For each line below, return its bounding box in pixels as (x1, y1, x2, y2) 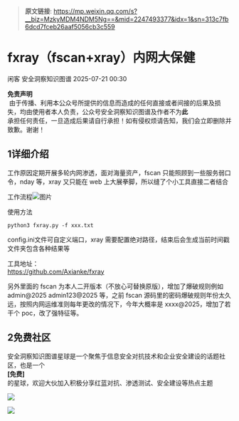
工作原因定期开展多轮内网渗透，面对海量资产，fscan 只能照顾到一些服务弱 (7, 168, 225, 177)
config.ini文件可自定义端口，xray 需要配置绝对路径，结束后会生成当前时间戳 (7, 235, 230, 244)
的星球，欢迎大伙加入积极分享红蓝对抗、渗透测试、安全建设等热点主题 (7, 378, 213, 387)
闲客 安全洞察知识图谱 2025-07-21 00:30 (7, 74, 127, 83)
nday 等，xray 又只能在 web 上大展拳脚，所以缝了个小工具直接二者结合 (19, 177, 229, 186)
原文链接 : (24, 7, 52, 15)
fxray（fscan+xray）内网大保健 (7, 50, 196, 66)
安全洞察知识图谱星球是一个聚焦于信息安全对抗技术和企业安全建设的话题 (7, 352, 219, 360)
